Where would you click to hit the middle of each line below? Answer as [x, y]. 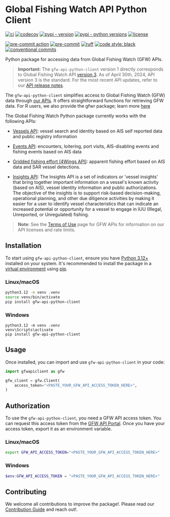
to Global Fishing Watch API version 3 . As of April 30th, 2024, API [86, 74]
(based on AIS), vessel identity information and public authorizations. [85, 187]
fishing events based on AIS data [47, 151]
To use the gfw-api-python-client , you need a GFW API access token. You [83, 418]
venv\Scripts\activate [29, 330]
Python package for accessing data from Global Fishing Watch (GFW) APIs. [84, 59]
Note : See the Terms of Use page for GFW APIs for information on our [91, 224]
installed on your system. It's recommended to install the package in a [78, 263]
